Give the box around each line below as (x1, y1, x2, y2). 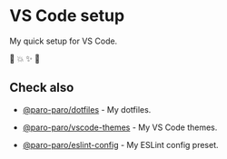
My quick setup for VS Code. (9, 35, 118, 46)
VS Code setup (9, 5, 125, 26)
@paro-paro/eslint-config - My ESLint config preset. (22, 139, 220, 150)
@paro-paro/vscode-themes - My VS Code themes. (22, 122, 218, 133)
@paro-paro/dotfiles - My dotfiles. (22, 104, 152, 114)
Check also (9, 80, 74, 95)
